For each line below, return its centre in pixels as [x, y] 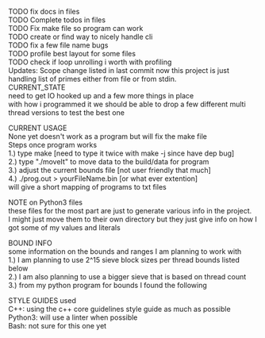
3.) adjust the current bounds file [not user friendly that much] [110, 170]
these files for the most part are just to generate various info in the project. [130, 211]
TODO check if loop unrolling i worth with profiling [90, 62]
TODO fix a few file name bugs [58, 45]
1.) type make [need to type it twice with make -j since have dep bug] [121, 153]
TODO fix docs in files [44, 12]
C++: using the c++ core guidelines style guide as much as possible [120, 309]
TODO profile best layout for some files [72, 54]
